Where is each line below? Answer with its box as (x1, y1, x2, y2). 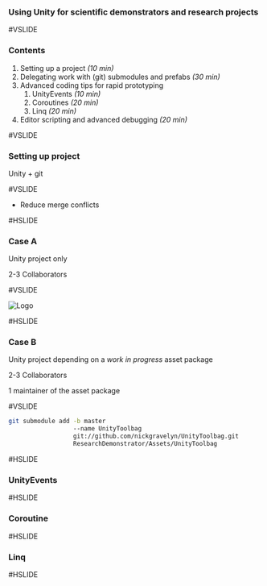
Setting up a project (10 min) (19, 63, 114, 73)
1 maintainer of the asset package (8, 386, 121, 396)
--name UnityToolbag (72, 425, 142, 433)
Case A (8, 235, 38, 247)
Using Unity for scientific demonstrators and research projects (8, 6, 259, 18)
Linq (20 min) (31, 106, 77, 115)
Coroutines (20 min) (31, 98, 99, 107)
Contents (8, 45, 46, 56)
